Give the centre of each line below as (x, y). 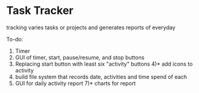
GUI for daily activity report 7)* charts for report (75, 83)
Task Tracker (40, 11)
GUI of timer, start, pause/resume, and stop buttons (80, 57)
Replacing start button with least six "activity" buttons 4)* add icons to (104, 64)
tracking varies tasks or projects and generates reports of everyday (91, 27)
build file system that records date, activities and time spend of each (101, 77)
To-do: (15, 39)
